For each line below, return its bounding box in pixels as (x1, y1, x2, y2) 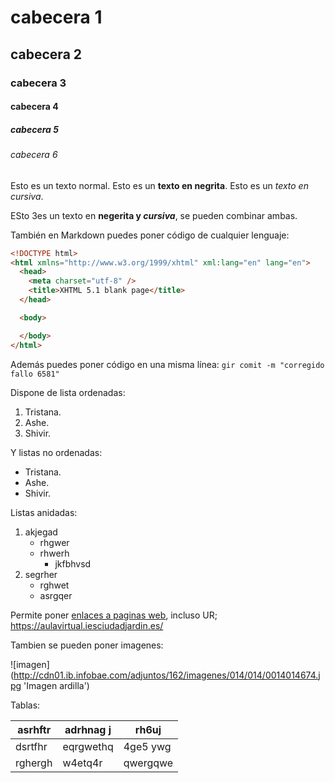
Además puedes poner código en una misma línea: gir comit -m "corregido (10, 358, 325, 370)
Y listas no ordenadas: (10, 446, 103, 458)
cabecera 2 (10, 46, 83, 63)
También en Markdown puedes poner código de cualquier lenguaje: (10, 229, 290, 241)
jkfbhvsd (54, 557, 92, 570)
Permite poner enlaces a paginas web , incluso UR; (10, 609, 218, 621)
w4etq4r (62, 756, 103, 770)
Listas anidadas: (10, 506, 78, 518)
